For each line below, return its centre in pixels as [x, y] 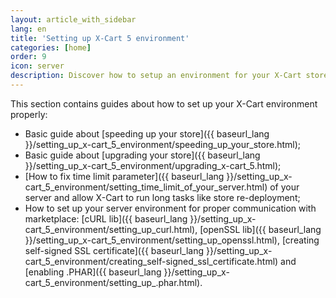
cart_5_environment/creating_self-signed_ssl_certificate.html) [151, 261]
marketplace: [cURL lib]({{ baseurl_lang [106, 218]
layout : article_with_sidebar [73, 19]
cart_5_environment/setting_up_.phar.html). [113, 282]
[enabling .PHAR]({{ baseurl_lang [93, 272]
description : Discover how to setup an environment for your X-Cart [156, 76]
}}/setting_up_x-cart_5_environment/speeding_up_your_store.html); [162, 144]
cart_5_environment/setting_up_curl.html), [111, 229]
